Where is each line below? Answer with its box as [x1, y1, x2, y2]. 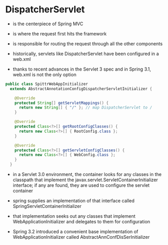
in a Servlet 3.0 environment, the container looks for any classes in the [12, 171, 162, 178]
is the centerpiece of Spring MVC [12, 21, 83, 27]
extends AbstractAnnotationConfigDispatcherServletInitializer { [10, 86, 153, 91]
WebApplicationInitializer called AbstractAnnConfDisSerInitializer [12, 234, 150, 240]
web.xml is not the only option [12, 71, 77, 78]
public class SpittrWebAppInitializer [5, 81, 88, 86]
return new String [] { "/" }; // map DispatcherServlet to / [18, 105, 153, 110]
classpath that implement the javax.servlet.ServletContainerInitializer [12, 177, 158, 183]
